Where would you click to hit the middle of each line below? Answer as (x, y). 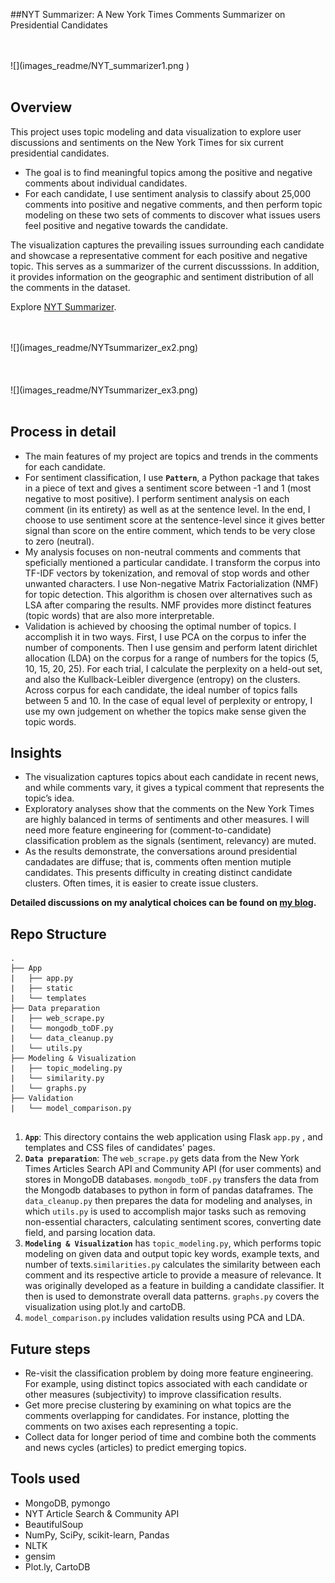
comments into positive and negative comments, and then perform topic (173, 204)
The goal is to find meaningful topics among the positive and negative (168, 172)
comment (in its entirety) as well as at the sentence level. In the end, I (167, 509)
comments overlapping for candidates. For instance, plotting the (157, 1416)
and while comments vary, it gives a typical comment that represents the (174, 788)
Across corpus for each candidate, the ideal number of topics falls (161, 690)
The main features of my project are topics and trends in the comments (171, 456)
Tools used (45, 1479)
